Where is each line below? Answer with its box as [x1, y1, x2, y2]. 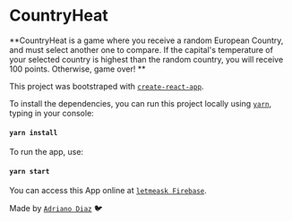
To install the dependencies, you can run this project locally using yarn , [9, 98, 271, 108]
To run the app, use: [9, 147, 83, 158]
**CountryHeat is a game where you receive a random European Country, [9, 35, 284, 46]
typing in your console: [9, 107, 94, 118]
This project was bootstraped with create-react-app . [9, 81, 204, 91]
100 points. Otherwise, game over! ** [9, 64, 146, 74]
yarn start [9, 166, 50, 175]
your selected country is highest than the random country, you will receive [9, 54, 284, 64]
